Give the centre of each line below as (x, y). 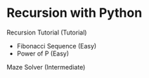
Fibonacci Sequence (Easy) (57, 46)
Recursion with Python (74, 13)
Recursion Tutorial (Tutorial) (47, 32)
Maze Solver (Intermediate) (46, 67)
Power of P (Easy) (43, 53)
